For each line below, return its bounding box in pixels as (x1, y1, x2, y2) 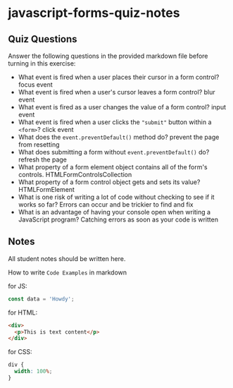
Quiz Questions (8, 33, 77, 45)
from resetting (18, 140, 60, 149)
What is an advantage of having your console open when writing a (18, 208, 210, 216)
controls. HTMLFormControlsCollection (18, 171, 132, 178)
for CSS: (8, 348, 32, 356)
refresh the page (18, 155, 68, 164)
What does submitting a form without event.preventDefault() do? (18, 148, 210, 156)
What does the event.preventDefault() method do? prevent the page (18, 133, 220, 141)
